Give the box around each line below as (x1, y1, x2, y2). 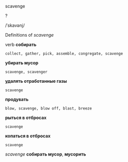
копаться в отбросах (5, 133, 51, 139)
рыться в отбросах (5, 115, 47, 120)
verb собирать (5, 42, 37, 48)
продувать (5, 97, 29, 102)
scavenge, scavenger (5, 69, 48, 74)
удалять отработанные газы (5, 78, 67, 84)
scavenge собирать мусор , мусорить (5, 151, 86, 157)
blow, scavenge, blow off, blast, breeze (5, 106, 92, 111)
